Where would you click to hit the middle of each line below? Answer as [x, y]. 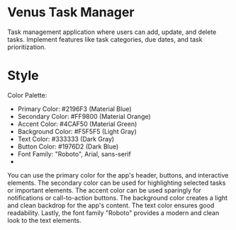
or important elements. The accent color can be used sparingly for [105, 190]
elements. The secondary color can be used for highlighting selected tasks [117, 183]
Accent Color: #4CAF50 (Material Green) [77, 124]
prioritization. [27, 47]
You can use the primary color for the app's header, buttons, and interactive [118, 175]
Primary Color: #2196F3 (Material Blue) [75, 109]
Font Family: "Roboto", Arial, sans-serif [74, 154]
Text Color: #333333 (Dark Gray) [66, 139]
